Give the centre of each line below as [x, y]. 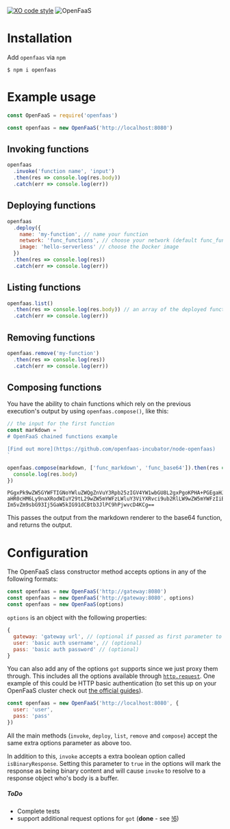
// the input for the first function [61, 424]
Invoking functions [48, 149]
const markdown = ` [35, 430]
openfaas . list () [30, 303]
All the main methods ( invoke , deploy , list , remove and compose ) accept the [112, 736]
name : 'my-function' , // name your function [84, 234]
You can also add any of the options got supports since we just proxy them [113, 669]
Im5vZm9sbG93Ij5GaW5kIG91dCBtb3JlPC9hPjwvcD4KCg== [81, 505]
